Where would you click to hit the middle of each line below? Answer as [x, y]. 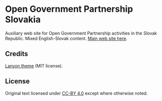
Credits [17, 54]
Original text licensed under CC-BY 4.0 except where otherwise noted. [77, 93]
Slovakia [23, 19]
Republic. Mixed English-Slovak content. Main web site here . [66, 38]
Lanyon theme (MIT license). [34, 66]
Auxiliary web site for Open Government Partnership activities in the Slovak [81, 33]
